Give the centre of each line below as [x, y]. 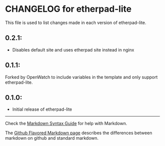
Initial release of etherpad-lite [42, 109]
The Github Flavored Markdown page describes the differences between [79, 133]
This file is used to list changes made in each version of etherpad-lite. [76, 23]
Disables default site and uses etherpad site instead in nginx [73, 49]
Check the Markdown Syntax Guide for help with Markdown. [66, 123]
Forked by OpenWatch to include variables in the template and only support [82, 77]
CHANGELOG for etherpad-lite [68, 9]
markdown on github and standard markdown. [52, 138]
